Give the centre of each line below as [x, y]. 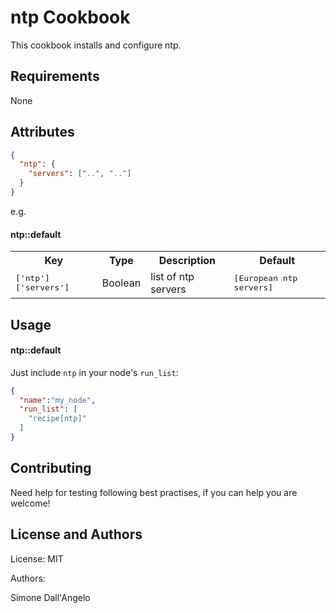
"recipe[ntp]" [57, 419]
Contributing [51, 468]
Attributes [42, 132]
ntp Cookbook [70, 17]
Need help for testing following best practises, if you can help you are [154, 492]
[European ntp [265, 278]
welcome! [30, 503]
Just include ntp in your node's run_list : [94, 372]
